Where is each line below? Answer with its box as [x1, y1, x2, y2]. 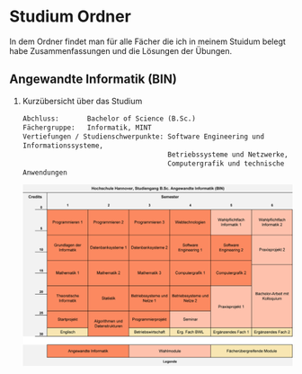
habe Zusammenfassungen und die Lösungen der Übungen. [9, 45, 233, 56]
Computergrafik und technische [167, 159, 285, 168]
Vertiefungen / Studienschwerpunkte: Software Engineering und [22, 132, 265, 141]
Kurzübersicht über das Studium [22, 95, 143, 106]
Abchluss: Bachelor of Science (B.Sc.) [22, 114, 196, 123]
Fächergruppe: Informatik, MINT [22, 123, 152, 132]
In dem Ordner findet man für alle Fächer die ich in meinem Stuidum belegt [9, 36, 286, 47]
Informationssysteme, [22, 141, 103, 150]
